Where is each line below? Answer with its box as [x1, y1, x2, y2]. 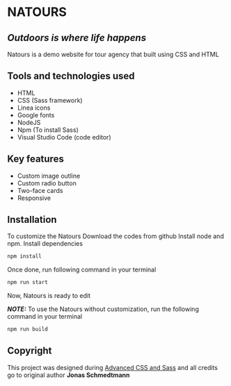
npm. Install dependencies [7, 240, 83, 248]
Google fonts [17, 110, 55, 119]
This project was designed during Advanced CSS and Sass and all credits [7, 363, 218, 371]
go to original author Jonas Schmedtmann [7, 371, 130, 379]
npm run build [7, 326, 49, 333]
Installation [7, 214, 57, 226]
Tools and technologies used [7, 70, 135, 82]
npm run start [7, 279, 49, 286]
